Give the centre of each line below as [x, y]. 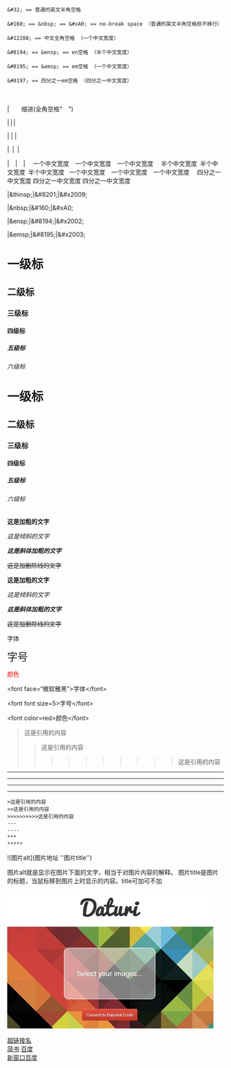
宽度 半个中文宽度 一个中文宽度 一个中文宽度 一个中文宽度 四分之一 [117, 172]
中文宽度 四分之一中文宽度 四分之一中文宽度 [69, 181]
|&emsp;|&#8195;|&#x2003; [46, 235]
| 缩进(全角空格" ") [40, 109]
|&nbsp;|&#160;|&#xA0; [40, 208]
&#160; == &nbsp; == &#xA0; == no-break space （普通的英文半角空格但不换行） [115, 24]
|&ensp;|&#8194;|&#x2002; [46, 221]
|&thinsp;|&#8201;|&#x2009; [47, 194]
